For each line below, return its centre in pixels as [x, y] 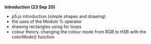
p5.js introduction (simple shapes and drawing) [59, 16]
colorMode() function [33, 37]
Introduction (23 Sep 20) [30, 7]
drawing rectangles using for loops [46, 27]
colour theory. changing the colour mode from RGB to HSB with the [79, 32]
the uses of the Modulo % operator [47, 22]
